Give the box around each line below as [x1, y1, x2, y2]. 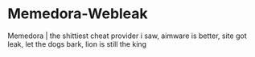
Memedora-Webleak [7, 5, 148, 23]
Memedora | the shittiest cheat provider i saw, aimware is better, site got [7, 31, 247, 40]
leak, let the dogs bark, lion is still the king [7, 39, 146, 48]
